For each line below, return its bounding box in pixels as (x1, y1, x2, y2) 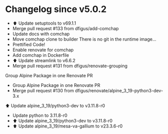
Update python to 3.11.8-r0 (12, 112, 68, 118)
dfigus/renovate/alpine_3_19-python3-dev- (75, 87, 163, 93)
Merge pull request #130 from (12, 87, 74, 93)
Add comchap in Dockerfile (12, 52, 69, 58)
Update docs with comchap (12, 31, 70, 37)
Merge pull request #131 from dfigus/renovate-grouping (12, 63, 128, 69)
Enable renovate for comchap (12, 47, 74, 53)
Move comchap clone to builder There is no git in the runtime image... (12, 36, 156, 42)
